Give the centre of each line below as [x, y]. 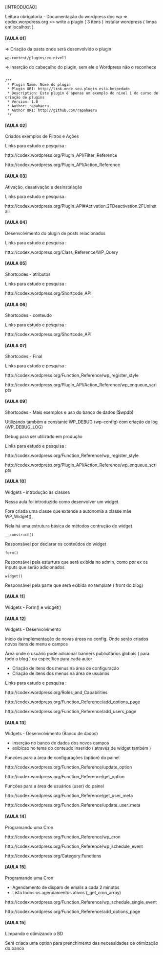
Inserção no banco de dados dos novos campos [61, 743]
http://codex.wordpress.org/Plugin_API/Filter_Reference [61, 155]
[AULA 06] [16, 304]
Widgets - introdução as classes [38, 492]
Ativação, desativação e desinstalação [44, 187]
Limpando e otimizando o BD [34, 934]
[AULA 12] [15, 619]
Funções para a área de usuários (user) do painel [54, 786]
